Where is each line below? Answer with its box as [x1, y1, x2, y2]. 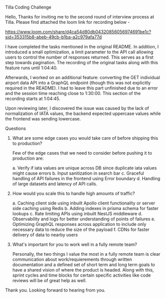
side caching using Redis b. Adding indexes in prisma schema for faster [12, 205, 159, 211]
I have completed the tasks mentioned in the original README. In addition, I [5, 44, 159, 49]
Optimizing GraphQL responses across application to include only [12, 221, 147, 227]
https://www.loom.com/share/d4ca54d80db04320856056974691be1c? [5, 29, 152, 34]
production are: [12, 155, 44, 161]
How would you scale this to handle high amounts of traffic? [12, 191, 135, 196]
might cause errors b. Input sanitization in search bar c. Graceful [12, 170, 145, 176]
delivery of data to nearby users [12, 232, 78, 238]
